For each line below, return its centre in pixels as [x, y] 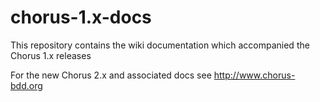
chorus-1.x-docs [81, 17]
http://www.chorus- [254, 75]
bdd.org [26, 85]
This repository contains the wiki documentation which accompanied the [160, 45]
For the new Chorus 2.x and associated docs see [111, 75]
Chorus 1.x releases [51, 55]
